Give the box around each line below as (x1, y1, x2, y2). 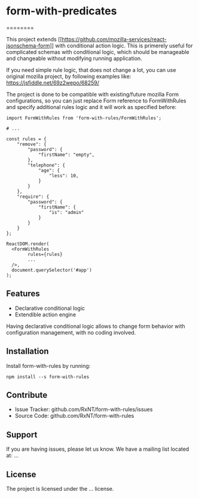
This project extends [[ (6, 35, 62, 43)
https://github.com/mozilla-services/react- (62, 35, 167, 43)
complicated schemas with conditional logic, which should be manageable (6, 48, 189, 55)
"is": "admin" (48, 209, 84, 215)
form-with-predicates (6, 4, 117, 18)
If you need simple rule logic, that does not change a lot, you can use (6, 66, 176, 73)
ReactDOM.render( (6, 241, 50, 247)
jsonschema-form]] (6, 42, 54, 49)
